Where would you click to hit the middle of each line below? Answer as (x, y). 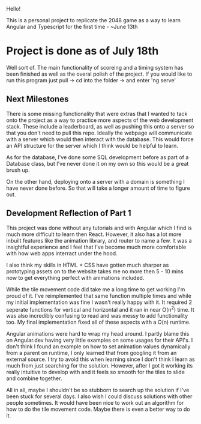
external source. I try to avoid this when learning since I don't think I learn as (100, 359)
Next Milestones (37, 99)
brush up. (18, 170)
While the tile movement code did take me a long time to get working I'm (96, 289)
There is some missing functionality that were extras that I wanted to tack (97, 114)
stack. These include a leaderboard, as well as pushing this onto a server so (100, 126)
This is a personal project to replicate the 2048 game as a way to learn (94, 20)
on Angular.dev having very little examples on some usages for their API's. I (100, 340)
